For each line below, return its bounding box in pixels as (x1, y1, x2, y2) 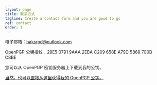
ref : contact (5, 20, 32, 26)
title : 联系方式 (5, 12, 35, 16)
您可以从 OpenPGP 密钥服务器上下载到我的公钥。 (5, 65, 104, 71)
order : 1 (5, 25, 23, 30)
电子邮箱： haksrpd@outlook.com (5, 39, 72, 45)
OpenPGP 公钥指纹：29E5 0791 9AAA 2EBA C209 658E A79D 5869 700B (5, 49, 152, 55)
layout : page (5, 7, 32, 12)
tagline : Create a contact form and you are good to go (5, 16, 121, 21)
